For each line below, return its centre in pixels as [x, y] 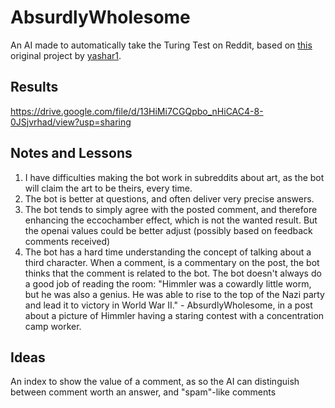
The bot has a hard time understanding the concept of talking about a [168, 252]
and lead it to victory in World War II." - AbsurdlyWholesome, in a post [168, 305]
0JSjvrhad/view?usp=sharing [71, 122]
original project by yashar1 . [66, 55]
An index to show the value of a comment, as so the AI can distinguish [155, 382]
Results [34, 87]
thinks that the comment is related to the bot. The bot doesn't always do [173, 273]
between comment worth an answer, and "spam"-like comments [143, 392]
